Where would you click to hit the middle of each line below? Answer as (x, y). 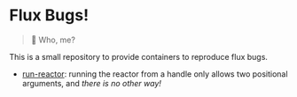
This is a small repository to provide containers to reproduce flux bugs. (139, 56)
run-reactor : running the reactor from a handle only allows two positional (155, 74)
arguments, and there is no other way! (92, 83)
